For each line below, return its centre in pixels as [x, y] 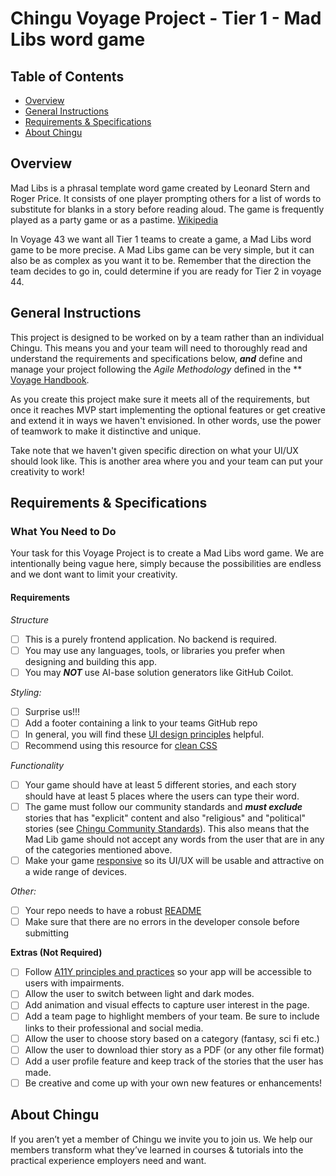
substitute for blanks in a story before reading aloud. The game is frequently [167, 209]
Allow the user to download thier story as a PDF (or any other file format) [174, 1049]
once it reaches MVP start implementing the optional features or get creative [168, 409]
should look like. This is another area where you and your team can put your [167, 461]
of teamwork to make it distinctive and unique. [106, 431]
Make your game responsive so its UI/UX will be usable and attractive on [174, 861]
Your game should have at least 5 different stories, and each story [160, 784]
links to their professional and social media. [114, 1028]
